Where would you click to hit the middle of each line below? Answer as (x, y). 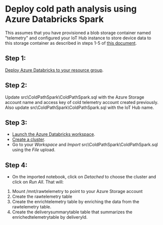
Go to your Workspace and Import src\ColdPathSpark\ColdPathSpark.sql (85, 145)
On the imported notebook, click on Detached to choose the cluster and (84, 177)
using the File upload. (34, 150)
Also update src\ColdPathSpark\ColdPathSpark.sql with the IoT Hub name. (80, 107)
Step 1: (16, 59)
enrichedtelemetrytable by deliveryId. (50, 217)
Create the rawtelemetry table (42, 197)
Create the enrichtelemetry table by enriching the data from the (76, 202)
